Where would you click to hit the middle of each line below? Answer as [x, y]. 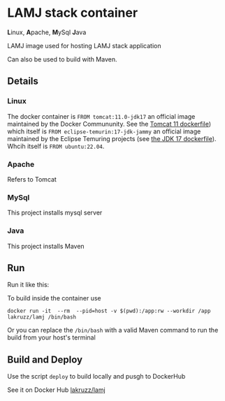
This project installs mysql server [55, 213]
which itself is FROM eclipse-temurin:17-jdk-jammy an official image [104, 131]
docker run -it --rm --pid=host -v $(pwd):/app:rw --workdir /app [109, 311]
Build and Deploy [45, 359]
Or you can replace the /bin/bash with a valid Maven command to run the [113, 330]
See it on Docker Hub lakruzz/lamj [57, 390]
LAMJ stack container [73, 13]
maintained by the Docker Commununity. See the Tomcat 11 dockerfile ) [109, 124]
